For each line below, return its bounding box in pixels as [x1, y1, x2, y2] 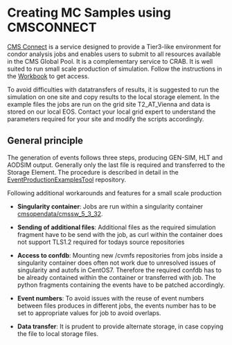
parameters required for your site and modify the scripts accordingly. [7, 114, 204, 123]
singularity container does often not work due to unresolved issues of [17, 258, 216, 267]
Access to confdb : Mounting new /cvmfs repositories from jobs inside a [17, 251, 223, 259]
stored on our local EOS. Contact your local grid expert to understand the [7, 107, 216, 116]
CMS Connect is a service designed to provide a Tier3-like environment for [7, 42, 222, 51]
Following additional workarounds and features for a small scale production [7, 188, 222, 197]
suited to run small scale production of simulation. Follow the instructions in [7, 64, 223, 73]
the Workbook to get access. [7, 71, 90, 80]
